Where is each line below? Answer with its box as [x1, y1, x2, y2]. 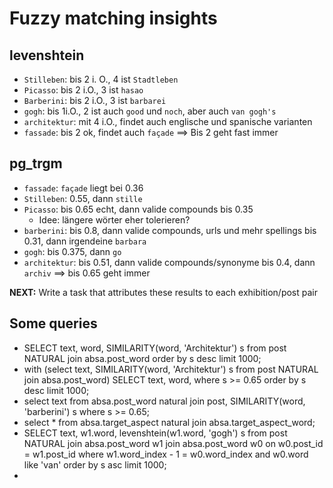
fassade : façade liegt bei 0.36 [23, 182, 144, 194]
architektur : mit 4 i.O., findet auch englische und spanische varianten [23, 116, 313, 127]
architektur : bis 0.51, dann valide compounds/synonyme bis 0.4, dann [23, 256, 316, 268]
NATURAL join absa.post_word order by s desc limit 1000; [23, 352, 262, 364]
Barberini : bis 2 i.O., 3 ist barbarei [23, 95, 167, 106]
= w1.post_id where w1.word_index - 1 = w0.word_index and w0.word [23, 448, 309, 460]
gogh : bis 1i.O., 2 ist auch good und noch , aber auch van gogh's [23, 105, 277, 117]
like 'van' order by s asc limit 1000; [23, 458, 167, 471]
